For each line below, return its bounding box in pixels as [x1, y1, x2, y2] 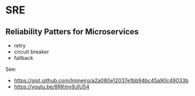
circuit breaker [13, 48, 49, 55]
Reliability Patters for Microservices [5, 27, 139, 37]
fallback [13, 55, 33, 61]
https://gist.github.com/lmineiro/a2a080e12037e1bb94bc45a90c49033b [13, 77, 189, 84]
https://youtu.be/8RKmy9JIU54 [13, 83, 90, 90]
